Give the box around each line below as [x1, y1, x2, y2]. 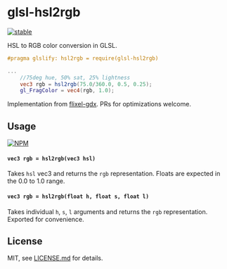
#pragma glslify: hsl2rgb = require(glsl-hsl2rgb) [7, 54, 159, 62]
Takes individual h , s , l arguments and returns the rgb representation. [7, 207, 208, 215]
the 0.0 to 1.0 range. [7, 177, 65, 185]
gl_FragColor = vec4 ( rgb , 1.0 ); [20, 87, 115, 94]
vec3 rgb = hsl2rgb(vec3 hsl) [7, 155, 96, 162]
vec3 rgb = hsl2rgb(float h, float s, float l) [7, 193, 150, 200]
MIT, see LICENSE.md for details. [7, 254, 103, 263]
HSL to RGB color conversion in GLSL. [7, 41, 117, 49]
